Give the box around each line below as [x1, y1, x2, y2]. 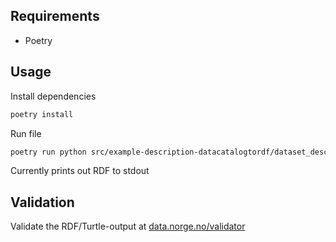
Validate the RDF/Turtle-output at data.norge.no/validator [10, 220, 246, 233]
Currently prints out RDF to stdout [10, 165, 150, 177]
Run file [10, 127, 42, 139]
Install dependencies [10, 90, 97, 102]
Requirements [10, 8, 100, 25]
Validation [10, 194, 75, 211]
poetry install [10, 109, 74, 119]
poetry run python [10, 147, 87, 157]
